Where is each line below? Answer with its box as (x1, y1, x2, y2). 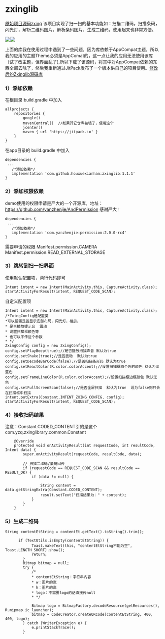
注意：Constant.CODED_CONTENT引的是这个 (5, 424, 98, 430)
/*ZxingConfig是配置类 (5, 313, 49, 318)
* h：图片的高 (31, 585, 57, 590)
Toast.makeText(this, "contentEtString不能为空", (31, 543, 132, 548)
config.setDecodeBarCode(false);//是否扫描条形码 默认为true (5, 359, 126, 364)
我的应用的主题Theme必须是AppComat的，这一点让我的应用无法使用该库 (5, 52, 154, 58)
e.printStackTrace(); (31, 625, 76, 630)
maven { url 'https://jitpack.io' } (23, 130, 98, 135)
